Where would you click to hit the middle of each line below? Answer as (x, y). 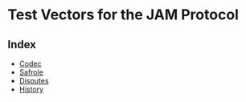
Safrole (31, 72)
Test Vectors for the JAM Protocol (123, 15)
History (31, 89)
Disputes (34, 81)
